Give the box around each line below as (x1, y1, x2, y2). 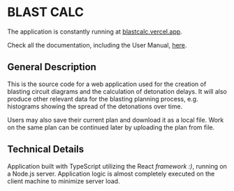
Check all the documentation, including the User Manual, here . (7, 41, 187, 49)
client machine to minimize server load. (7, 176, 120, 185)
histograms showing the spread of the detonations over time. (7, 102, 183, 111)
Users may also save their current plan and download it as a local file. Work (7, 115, 224, 124)
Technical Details (7, 143, 85, 155)
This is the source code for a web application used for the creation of (7, 80, 207, 88)
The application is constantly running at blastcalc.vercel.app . (7, 27, 183, 36)
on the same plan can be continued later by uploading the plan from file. (7, 123, 215, 132)
